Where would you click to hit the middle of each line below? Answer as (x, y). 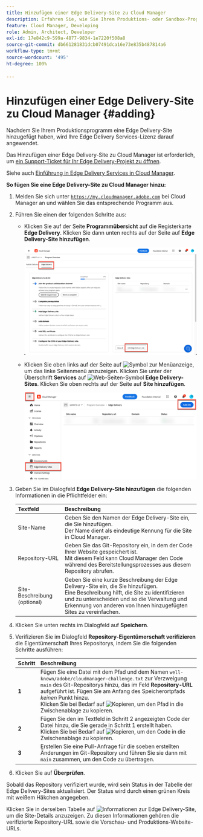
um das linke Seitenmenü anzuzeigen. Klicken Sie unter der (98, 371)
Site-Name (32, 527)
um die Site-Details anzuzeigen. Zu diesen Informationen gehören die (93, 815)
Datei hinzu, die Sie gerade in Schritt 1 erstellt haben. (106, 725)
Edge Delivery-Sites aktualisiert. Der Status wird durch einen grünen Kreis (98, 791)
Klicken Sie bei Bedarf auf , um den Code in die (113, 732)
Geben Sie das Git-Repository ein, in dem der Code (128, 546)
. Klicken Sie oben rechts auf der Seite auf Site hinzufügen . (111, 384)
